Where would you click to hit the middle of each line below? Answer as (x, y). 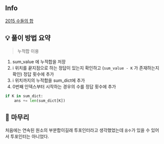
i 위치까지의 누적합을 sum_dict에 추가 (49, 80)
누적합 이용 (28, 51)
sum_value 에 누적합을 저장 (39, 61)
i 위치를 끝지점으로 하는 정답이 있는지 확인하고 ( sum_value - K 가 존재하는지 (86, 68)
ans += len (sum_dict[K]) (40, 101)
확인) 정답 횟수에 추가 (33, 74)
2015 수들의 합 (19, 21)
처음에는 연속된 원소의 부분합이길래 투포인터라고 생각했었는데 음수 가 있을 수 (78, 130)
